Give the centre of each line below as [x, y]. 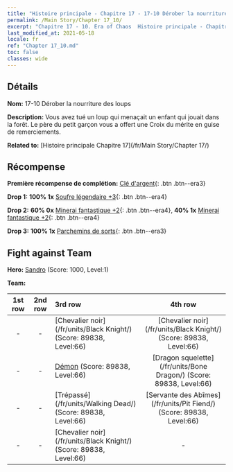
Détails [23, 87]
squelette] [198, 358]
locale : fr [23, 40]
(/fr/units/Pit [171, 404]
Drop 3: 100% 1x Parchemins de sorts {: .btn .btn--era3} [87, 231]
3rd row [68, 304]
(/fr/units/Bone [183, 367]
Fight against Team [50, 253]
